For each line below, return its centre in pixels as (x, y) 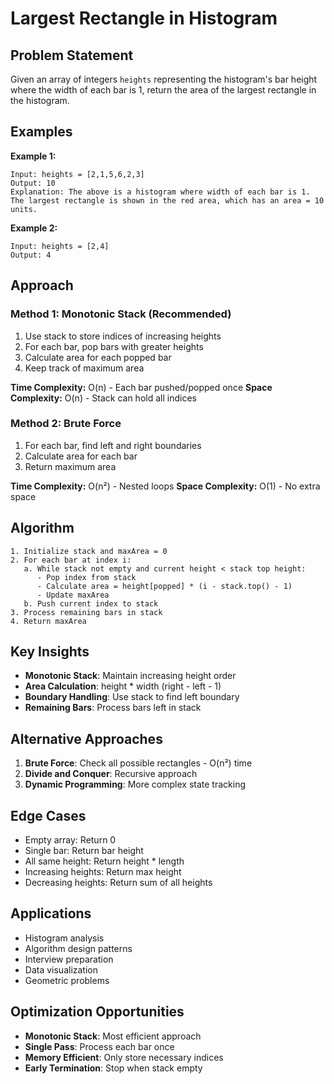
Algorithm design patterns (78, 948)
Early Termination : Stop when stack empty (113, 1068)
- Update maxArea (73, 595)
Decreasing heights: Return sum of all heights (118, 883)
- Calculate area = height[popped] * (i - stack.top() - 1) (164, 586)
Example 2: (34, 228)
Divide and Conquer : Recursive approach (111, 774)
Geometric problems (67, 980)
